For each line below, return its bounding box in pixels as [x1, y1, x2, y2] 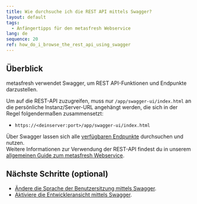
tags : [6, 20, 20, 26]
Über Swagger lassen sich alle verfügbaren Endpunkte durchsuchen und [6, 133, 183, 140]
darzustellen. [6, 85, 38, 93]
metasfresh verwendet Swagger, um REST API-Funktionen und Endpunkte [6, 79, 187, 87]
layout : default [6, 14, 46, 20]
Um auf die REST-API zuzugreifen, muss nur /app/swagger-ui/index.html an [6, 97, 192, 104]
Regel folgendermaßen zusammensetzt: [6, 110, 104, 117]
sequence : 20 [6, 36, 38, 42]
